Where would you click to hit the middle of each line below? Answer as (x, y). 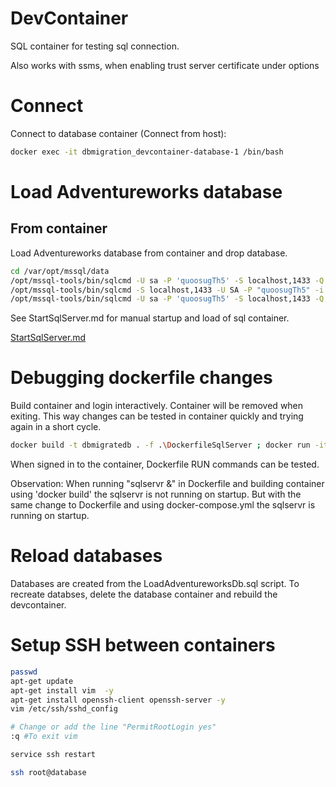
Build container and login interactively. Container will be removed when (157, 406)
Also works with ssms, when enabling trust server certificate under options (165, 65)
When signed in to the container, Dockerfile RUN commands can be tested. (165, 464)
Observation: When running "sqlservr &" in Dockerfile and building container (167, 484)
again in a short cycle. (56, 427)
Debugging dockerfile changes (141, 378)
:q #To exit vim (44, 737)
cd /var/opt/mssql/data (60, 271)
